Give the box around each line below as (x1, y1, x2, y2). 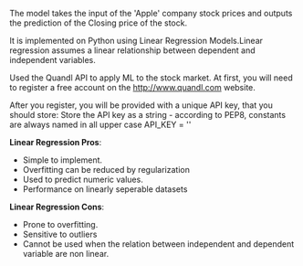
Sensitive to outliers (22, 229, 98, 239)
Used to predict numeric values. (22, 174, 143, 185)
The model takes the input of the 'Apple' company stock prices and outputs (9, 8, 293, 18)
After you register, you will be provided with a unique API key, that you (9, 100, 274, 111)
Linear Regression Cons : (9, 201, 105, 212)
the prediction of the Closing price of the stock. (9, 17, 188, 28)
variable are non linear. (22, 249, 110, 259)
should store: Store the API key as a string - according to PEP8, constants (9, 110, 286, 120)
